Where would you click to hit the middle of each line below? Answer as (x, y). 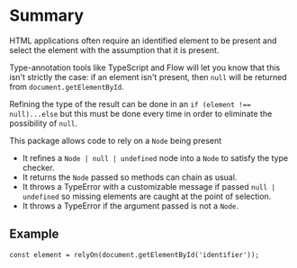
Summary (46, 16)
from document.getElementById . (67, 86)
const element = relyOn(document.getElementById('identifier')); (134, 255)
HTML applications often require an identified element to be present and (143, 40)
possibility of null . (44, 123)
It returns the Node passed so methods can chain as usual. (130, 177)
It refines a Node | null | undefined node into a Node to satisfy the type (155, 157)
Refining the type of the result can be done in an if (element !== (130, 103)
